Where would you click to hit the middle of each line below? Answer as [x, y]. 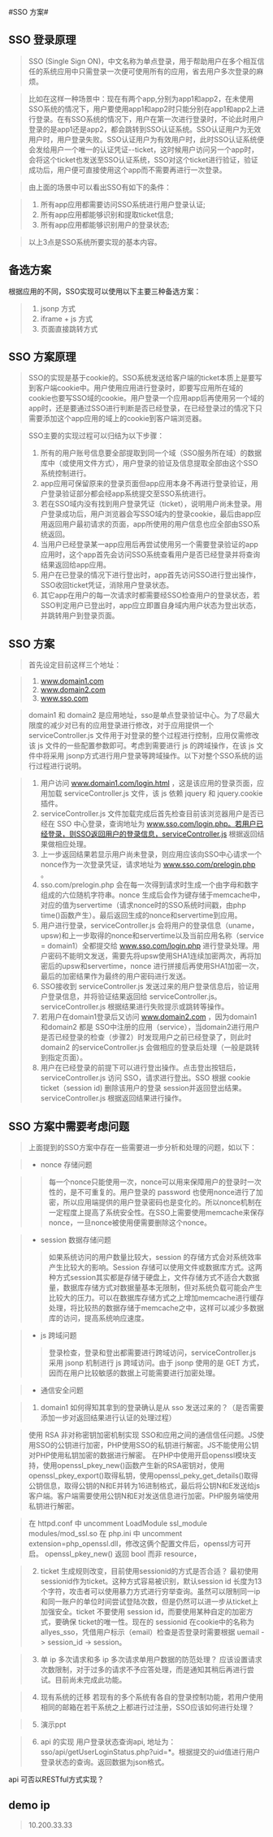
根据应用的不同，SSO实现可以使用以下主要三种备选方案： [105, 291]
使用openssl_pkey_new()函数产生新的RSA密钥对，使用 [134, 1466]
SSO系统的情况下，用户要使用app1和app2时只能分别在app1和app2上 [143, 109]
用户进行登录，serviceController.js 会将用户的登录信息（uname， [149, 926]
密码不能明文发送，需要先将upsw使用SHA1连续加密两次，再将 [151, 956]
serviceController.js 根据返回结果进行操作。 [113, 1098]
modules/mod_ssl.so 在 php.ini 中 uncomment [105, 1534]
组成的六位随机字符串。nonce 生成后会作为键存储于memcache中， [152, 895]
